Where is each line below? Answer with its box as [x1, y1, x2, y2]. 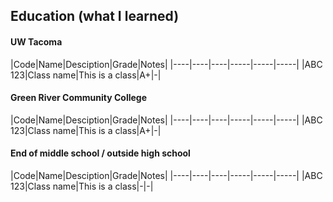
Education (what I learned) [10, 8, 180, 25]
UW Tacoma [10, 35, 63, 48]
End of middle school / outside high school [10, 147, 191, 159]
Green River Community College [10, 92, 148, 104]
